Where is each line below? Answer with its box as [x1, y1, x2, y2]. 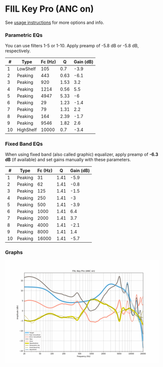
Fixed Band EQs [5, 140, 43, 147]
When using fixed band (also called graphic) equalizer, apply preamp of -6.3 [5, 152, 159, 157]
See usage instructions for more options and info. [5, 19, 105, 25]
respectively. [5, 48, 31, 54]
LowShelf [17, 66, 36, 72]
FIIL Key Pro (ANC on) [5, 3, 94, 15]
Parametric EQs [5, 32, 43, 39]
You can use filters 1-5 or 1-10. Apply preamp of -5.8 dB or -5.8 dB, [5, 43, 139, 49]
